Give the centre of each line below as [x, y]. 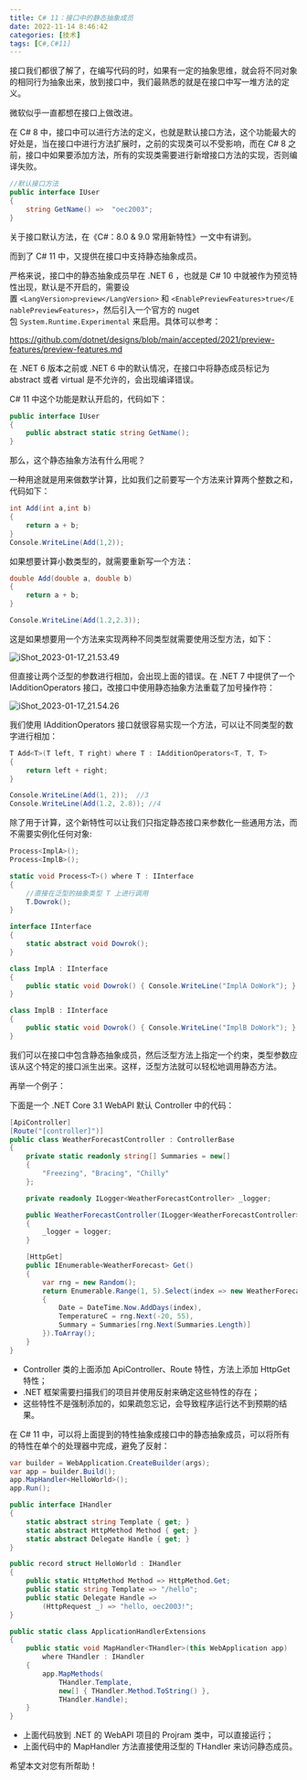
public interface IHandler [61, 1505]
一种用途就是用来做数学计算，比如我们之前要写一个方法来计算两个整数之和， [153, 480]
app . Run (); [30, 1488]
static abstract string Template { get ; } [108, 1522]
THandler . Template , [95, 1682]
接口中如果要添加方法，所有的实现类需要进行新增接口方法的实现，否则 [157, 155]
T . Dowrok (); [48, 901]
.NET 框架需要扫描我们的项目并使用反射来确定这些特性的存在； [141, 1391]
